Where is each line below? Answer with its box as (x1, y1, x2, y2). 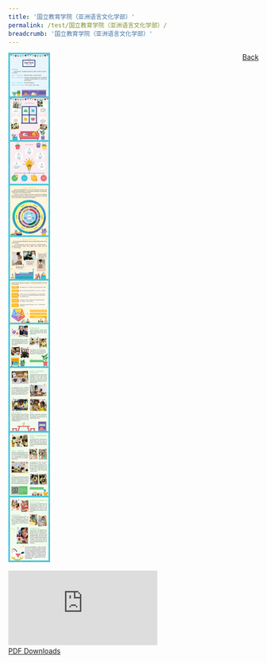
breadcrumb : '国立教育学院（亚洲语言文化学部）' (8, 29, 153, 37)
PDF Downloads (8, 646, 61, 656)
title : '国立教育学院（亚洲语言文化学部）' (8, 13, 135, 21)
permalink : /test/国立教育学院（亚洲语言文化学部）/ (8, 21, 168, 29)
